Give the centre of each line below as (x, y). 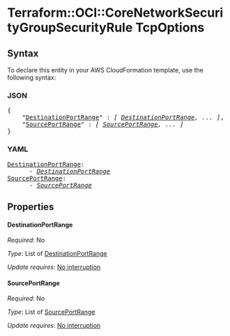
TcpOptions (170, 28)
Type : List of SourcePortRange (51, 312)
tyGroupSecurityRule (70, 28)
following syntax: (32, 77)
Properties (31, 207)
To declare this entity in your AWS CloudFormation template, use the (105, 70)
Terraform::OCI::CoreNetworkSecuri (115, 13)
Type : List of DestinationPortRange (57, 254)
